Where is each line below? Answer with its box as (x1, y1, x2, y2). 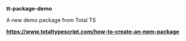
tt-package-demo (6, 5, 53, 12)
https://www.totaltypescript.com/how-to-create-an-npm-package (6, 28, 180, 35)
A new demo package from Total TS (6, 17, 96, 23)
